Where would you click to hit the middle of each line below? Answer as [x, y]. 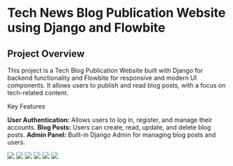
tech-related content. [38, 93]
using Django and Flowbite [86, 28]
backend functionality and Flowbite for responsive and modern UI [102, 78]
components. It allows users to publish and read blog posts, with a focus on [116, 85]
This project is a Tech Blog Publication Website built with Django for [105, 70]
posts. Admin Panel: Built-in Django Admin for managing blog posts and [112, 135]
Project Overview [46, 54]
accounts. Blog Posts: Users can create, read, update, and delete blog [109, 127]
